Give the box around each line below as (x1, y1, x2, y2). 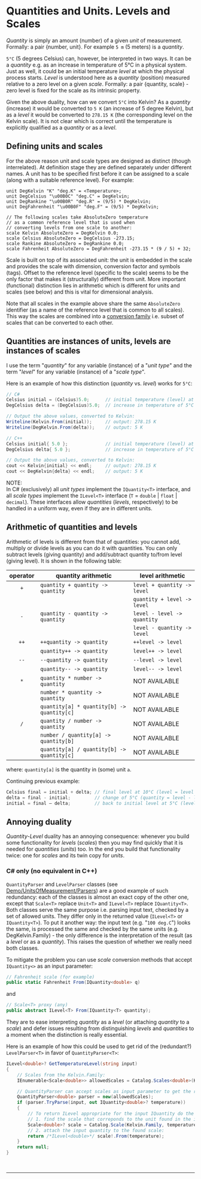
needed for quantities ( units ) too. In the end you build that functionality (6, 845, 181, 853)
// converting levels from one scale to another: (6, 225, 133, 231)
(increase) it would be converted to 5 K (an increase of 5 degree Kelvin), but (6, 104, 194, 112)
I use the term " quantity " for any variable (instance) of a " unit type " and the (6, 361, 193, 369)
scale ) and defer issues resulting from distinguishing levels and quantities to (6, 1025, 194, 1032)
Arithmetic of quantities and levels (6, 522, 138, 532)
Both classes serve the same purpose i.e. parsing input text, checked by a (6, 906, 189, 913)
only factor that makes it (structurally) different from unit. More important (6, 275, 186, 283)
